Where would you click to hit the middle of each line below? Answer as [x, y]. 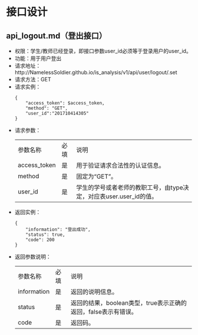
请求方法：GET [33, 79]
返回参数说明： [33, 257]
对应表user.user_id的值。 [123, 196]
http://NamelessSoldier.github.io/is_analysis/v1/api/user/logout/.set [96, 72]
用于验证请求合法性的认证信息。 [121, 165]
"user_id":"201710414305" [57, 113]
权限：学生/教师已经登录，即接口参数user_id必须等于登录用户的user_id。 [103, 51]
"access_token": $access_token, [65, 103]
